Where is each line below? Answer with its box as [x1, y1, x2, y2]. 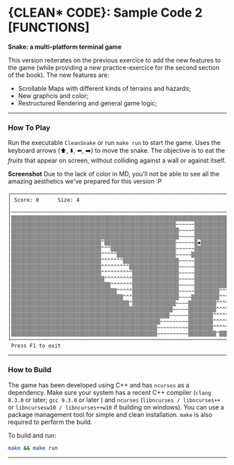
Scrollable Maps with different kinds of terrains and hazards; [17, 84, 192, 92]
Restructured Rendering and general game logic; [17, 99, 158, 107]
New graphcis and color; [17, 92, 89, 100]
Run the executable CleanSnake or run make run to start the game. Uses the [8, 139, 221, 147]
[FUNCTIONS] [8, 19, 90, 35]
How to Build [8, 365, 51, 375]
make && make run [8, 444, 58, 452]
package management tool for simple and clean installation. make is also [8, 410, 212, 418]
